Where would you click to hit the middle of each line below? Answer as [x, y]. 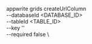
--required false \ [28, 34]
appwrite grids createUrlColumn [46, 9]
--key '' [16, 28]
